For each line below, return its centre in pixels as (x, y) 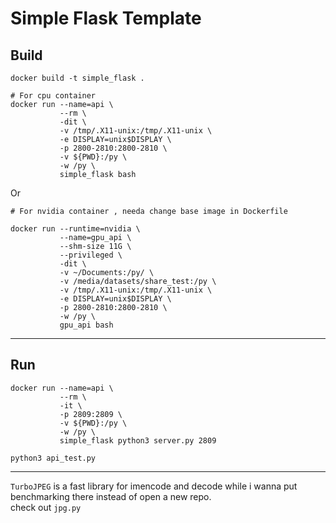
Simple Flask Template (106, 18)
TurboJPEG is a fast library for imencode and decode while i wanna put (154, 486)
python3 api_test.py (53, 458)
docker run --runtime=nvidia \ (75, 229)
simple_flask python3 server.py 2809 (138, 440)
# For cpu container (53, 96)
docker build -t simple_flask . (77, 78)
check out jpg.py (46, 507)
